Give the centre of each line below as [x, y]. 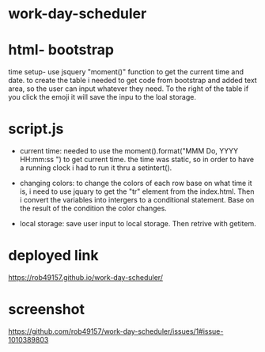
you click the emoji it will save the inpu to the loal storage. [102, 97]
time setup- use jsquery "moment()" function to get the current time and [126, 72]
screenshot [47, 310]
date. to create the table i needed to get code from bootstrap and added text [132, 81]
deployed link [53, 256]
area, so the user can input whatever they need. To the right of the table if [129, 89]
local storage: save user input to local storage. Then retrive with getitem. [138, 224]
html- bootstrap [61, 50]
